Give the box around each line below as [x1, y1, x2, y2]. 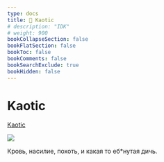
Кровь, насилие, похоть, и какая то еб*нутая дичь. [7, 147, 158, 156]
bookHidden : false [7, 68, 60, 75]
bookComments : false [7, 55, 67, 62]
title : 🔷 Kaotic [7, 17, 54, 24]
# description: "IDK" [7, 23, 70, 30]
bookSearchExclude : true [7, 62, 79, 69]
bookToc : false [7, 49, 51, 56]
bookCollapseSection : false [7, 36, 89, 43]
